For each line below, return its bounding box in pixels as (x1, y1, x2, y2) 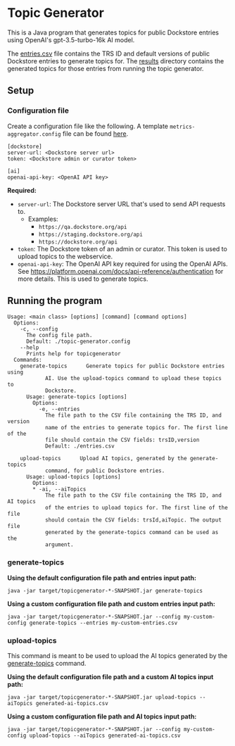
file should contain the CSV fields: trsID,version (44, 436, 200, 444)
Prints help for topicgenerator (25, 350, 121, 358)
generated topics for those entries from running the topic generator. (7, 64, 204, 72)
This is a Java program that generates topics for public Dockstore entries (7, 28, 220, 37)
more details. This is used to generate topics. (17, 274, 148, 283)
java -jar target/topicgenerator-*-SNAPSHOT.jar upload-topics (7, 694, 197, 701)
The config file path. (25, 332, 93, 339)
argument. (44, 541, 74, 548)
